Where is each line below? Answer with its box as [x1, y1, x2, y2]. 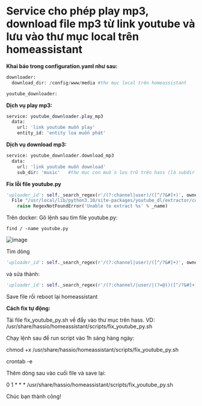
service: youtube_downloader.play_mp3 [6, 113, 103, 119]
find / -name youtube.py [6, 226, 69, 232]
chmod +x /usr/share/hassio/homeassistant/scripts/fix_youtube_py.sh [6, 346, 179, 353]
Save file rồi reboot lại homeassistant [6, 293, 98, 300]
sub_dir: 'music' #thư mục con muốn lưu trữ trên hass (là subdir [17, 169, 195, 175]
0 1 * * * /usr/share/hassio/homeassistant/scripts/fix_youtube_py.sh [6, 381, 173, 388]
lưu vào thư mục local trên [6, 30, 139, 43]
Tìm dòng [6, 248, 30, 255]
